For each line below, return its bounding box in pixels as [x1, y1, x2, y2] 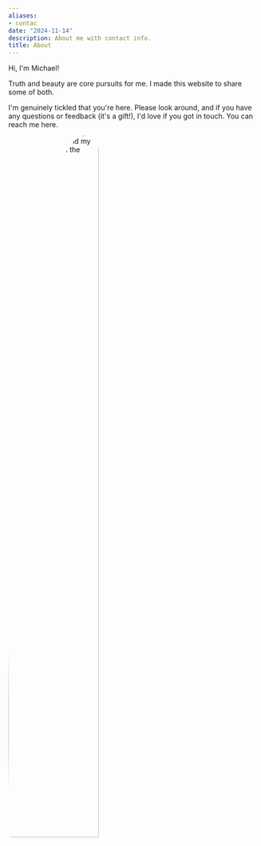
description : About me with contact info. [8, 34, 152, 42]
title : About [8, 42, 52, 50]
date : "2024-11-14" [8, 26, 73, 34]
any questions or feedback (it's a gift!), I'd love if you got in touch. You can [8, 111, 254, 121]
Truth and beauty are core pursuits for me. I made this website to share [8, 79, 242, 89]
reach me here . [8, 120, 58, 130]
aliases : [8, 11, 38, 20]
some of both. [8, 87, 54, 97]
